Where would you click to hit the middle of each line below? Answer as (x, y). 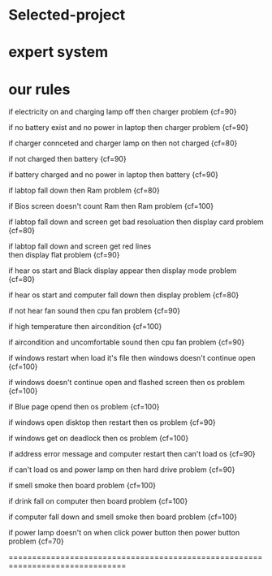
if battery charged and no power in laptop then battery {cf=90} (114, 175)
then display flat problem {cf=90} (64, 255)
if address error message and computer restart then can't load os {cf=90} (132, 454)
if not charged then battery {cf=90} (68, 159)
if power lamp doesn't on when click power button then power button (124, 533)
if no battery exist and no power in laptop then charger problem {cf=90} (129, 128)
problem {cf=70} (37, 541)
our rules (39, 89)
